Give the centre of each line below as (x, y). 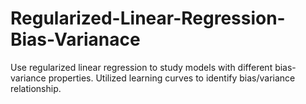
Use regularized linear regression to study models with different (141, 67)
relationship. (36, 88)
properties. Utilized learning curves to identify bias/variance (172, 78)
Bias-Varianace (75, 39)
